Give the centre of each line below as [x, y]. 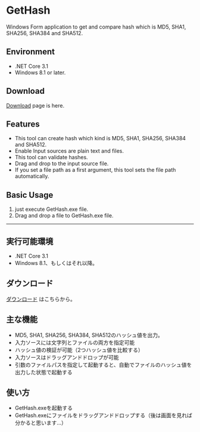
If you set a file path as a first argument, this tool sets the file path [95, 170]
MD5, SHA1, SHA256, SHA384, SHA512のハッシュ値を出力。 [89, 335]
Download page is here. [35, 105]
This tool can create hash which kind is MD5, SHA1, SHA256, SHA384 [100, 138]
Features [23, 124]
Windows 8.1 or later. [40, 72]
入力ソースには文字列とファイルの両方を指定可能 [75, 342]
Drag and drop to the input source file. [62, 163]
